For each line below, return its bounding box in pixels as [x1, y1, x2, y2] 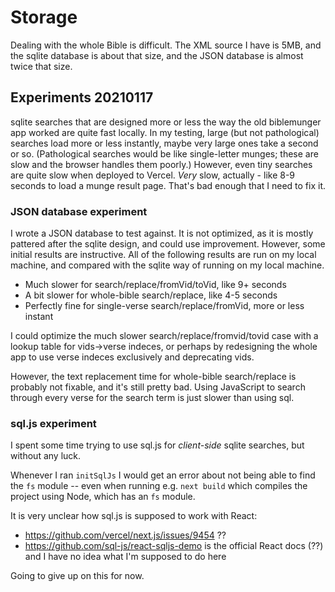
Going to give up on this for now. [10, 570, 145, 582]
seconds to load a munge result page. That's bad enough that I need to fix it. [10, 179, 326, 191]
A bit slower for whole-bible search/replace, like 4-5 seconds [24, 289, 278, 301]
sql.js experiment [10, 416, 97, 430]
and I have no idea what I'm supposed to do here [24, 551, 227, 563]
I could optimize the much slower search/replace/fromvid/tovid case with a [10, 330, 319, 342]
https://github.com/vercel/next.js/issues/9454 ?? [24, 529, 227, 541]
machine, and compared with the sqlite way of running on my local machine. [10, 259, 325, 271]
